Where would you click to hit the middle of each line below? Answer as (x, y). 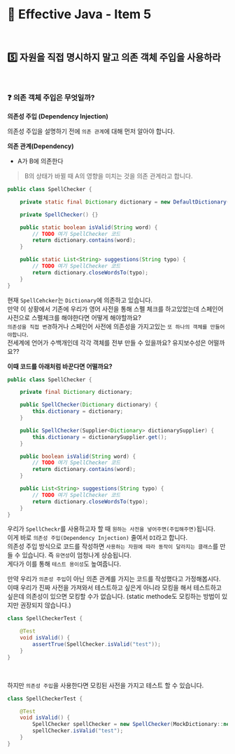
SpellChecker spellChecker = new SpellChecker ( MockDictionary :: (128, 725)
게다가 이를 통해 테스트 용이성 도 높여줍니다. (64, 564)
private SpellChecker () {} (59, 214)
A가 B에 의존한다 (40, 161)
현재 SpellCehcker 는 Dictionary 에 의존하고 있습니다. (80, 300)
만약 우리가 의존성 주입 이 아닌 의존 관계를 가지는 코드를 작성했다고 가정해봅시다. (114, 579)
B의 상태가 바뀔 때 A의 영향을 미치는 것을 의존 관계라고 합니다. (109, 176)
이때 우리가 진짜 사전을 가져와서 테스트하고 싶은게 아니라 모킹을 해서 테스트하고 (115, 588)
